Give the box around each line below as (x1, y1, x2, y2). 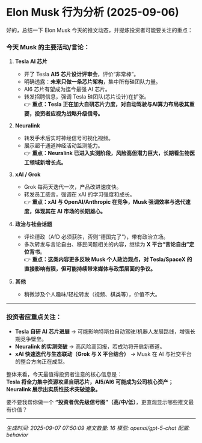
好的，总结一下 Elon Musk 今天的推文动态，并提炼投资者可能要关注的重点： (6, 26, 194, 34)
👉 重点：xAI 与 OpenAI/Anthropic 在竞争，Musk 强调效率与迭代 (23, 198, 186, 206)
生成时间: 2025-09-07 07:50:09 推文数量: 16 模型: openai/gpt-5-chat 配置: (6, 424, 191, 432)
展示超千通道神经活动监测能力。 (23, 142, 103, 149)
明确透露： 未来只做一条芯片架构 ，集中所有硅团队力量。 (23, 78, 161, 85)
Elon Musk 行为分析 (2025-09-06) (6, 5, 179, 19)
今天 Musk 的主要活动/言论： (6, 43, 90, 51)
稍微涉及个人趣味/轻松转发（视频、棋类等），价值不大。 (23, 291, 161, 298)
